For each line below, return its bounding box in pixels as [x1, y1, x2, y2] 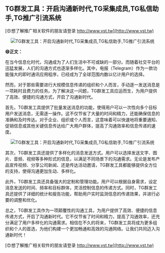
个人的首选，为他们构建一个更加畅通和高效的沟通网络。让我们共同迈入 [13, 226, 156, 231]
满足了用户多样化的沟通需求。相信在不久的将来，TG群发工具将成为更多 [9, 220, 153, 226]
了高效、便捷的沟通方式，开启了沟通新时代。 [5, 94, 96, 100]
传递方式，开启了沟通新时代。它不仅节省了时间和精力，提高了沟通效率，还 [5, 213, 156, 219]
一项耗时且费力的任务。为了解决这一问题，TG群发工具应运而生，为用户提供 [5, 88, 158, 94]
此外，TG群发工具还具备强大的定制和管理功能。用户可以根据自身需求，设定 [5, 178, 158, 184]
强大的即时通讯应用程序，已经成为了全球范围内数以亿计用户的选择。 [9, 71, 147, 77]
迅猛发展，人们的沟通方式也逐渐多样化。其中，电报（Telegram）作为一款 [5, 65, 153, 71]
